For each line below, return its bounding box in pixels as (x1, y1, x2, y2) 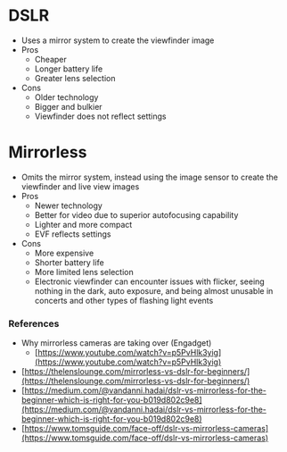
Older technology (34, 91, 99, 103)
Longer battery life (34, 63, 103, 74)
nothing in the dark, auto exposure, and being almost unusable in (34, 285, 274, 296)
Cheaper (34, 54, 68, 64)
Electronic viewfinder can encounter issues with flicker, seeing (34, 276, 265, 287)
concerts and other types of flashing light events (34, 295, 214, 306)
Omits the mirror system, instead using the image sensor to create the (20, 172, 278, 182)
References (8, 317, 60, 330)
